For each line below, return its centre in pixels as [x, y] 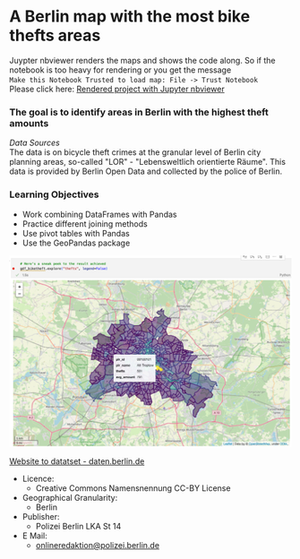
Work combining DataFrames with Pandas [99, 214]
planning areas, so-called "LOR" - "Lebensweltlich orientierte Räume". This [148, 162]
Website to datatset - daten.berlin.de [77, 461]
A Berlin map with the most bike [130, 17]
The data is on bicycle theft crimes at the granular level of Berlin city [135, 152]
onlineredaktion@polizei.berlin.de [97, 545]
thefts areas [55, 35]
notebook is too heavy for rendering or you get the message [120, 70]
